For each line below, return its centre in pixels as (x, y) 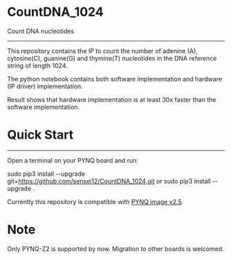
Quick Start (40, 135)
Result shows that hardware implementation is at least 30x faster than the (112, 99)
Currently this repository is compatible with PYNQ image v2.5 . (95, 201)
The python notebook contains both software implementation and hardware (115, 79)
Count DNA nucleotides (41, 31)
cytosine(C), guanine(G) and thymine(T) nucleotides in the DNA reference (112, 58)
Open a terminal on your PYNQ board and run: (73, 160)
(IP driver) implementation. (45, 86)
